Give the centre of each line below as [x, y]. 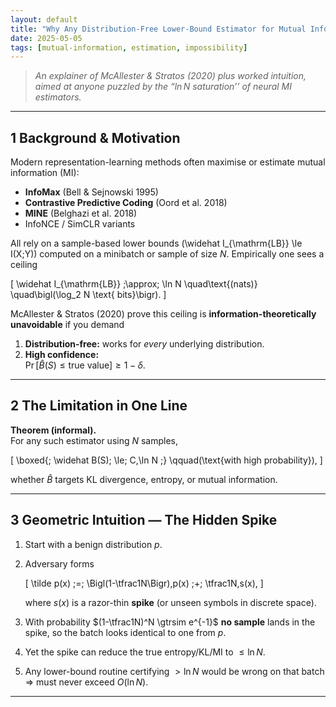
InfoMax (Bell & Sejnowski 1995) [91, 192]
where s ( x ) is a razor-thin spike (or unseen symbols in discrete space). [170, 602]
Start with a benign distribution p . [93, 544]
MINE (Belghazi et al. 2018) [81, 213]
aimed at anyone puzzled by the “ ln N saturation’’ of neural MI [163, 87]
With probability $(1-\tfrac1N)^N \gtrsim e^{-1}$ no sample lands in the [170, 622]
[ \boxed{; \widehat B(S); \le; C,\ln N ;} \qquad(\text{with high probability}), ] [166, 460]
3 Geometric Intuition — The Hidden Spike [144, 520]
